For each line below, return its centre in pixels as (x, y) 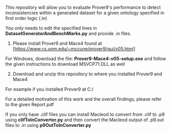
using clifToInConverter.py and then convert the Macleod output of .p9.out (85, 120)
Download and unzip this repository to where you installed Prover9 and (87, 74)
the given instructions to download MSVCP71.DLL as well (65, 64)
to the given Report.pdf (30, 104)
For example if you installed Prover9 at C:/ (50, 89)
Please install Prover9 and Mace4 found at (57, 43)
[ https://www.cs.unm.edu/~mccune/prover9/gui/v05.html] (74, 49)
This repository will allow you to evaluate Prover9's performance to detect (83, 7)
